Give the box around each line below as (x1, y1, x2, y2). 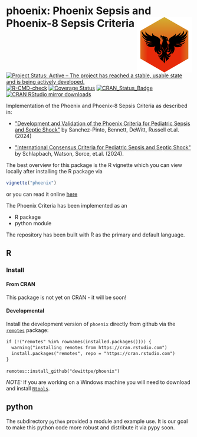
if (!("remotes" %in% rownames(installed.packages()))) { (6, 339, 152, 344)
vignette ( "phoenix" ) (6, 180, 57, 186)
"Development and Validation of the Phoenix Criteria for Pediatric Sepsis (14, 120, 191, 127)
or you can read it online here (6, 190, 78, 198)
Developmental (6, 307, 44, 314)
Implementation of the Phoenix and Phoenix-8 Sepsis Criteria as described (6, 102, 188, 110)
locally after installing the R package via (6, 168, 103, 175)
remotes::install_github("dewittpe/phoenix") (6, 368, 120, 374)
